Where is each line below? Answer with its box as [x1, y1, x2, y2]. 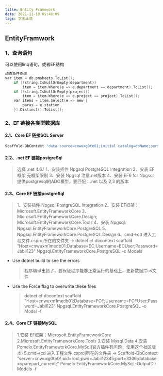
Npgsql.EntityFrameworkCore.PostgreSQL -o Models [36, 248, 143, 254]
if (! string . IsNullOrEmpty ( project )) [14, 89, 90, 94]
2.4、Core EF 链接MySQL [5, 320, 57, 326]
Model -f [24, 309, 42, 314]
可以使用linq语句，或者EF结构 [5, 62, 65, 67]
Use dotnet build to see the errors [12, 258, 80, 263]
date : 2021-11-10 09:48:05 [5, 12, 60, 16]
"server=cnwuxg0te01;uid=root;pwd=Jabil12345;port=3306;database [16, 355, 157, 361]
